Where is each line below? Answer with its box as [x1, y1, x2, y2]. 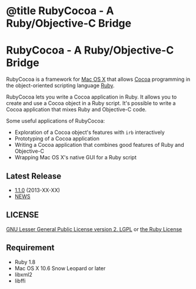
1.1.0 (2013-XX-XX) [14, 186, 61, 193]
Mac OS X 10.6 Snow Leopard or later [14, 264, 106, 272]
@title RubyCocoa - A [6, 4, 114, 18]
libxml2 [14, 271, 32, 278]
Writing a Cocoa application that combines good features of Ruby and [14, 142, 184, 149]
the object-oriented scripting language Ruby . [6, 82, 115, 89]
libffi [14, 277, 26, 284]
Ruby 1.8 [14, 258, 36, 265]
